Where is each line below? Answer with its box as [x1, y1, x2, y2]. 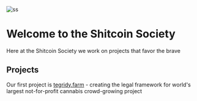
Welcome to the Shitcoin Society [6, 27, 176, 41]
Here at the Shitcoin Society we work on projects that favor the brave [6, 47, 180, 54]
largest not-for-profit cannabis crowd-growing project [6, 87, 143, 94]
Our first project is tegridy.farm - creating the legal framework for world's [6, 81, 191, 88]
